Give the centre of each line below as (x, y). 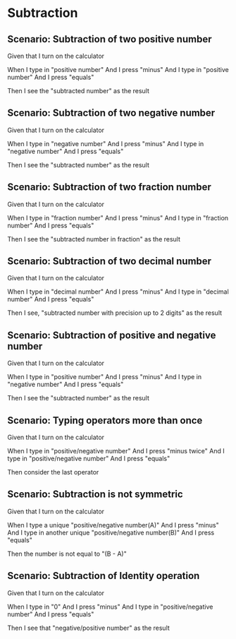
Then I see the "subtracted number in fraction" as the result (94, 239)
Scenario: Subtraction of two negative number (111, 113)
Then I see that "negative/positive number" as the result (89, 628)
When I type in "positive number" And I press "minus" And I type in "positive (118, 70)
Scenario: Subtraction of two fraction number (109, 187)
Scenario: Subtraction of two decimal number (110, 262)
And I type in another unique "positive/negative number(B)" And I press (111, 532)
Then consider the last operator (53, 472)
